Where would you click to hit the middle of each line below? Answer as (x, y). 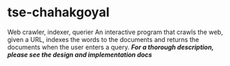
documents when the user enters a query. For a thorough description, (111, 47)
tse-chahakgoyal (59, 12)
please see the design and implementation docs (80, 55)
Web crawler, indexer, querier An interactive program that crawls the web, (115, 32)
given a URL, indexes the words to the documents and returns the (103, 39)
